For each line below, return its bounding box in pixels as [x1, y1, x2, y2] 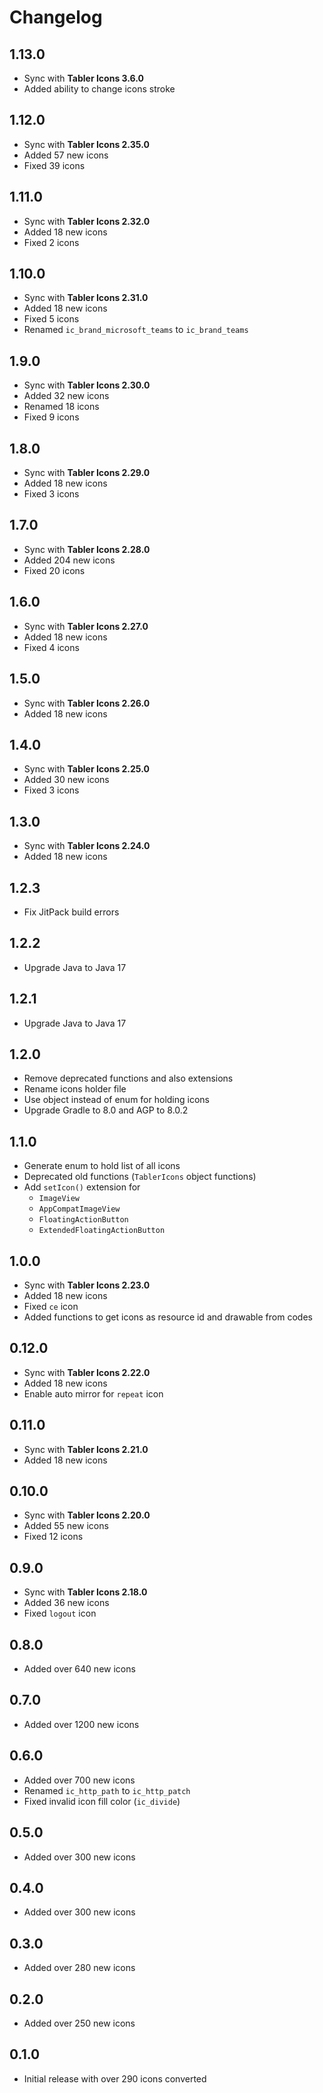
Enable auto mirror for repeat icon [23, 1387, 164, 1400]
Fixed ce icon [23, 1301, 79, 1312]
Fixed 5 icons [23, 313, 80, 325]
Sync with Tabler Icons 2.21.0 [23, 1443, 149, 1455]
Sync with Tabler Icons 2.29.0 [23, 467, 151, 479]
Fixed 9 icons [23, 411, 80, 423]
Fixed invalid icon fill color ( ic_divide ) [23, 1795, 181, 1807]
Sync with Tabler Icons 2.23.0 [23, 1279, 151, 1291]
